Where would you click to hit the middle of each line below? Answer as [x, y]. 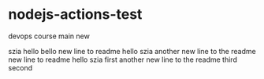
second [20, 67]
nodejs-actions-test [75, 14]
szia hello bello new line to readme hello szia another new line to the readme [132, 51]
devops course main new [49, 36]
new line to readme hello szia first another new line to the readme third [123, 59]
